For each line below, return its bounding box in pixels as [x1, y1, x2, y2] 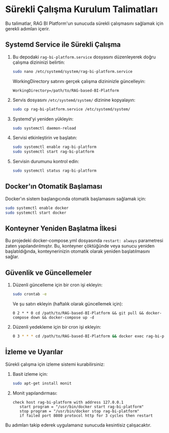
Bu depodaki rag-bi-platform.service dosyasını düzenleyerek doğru [12, 54, 156, 60]
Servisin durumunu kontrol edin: [12, 159, 79, 165]
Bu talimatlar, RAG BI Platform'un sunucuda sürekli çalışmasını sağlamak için [5, 20, 164, 26]
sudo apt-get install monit [12, 381, 72, 386]
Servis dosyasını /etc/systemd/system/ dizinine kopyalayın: [12, 97, 135, 103]
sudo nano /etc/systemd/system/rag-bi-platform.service [12, 69, 133, 74]
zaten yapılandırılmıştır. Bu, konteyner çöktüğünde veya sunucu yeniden [5, 243, 155, 249]
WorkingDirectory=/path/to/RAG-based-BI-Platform [12, 88, 120, 93]
